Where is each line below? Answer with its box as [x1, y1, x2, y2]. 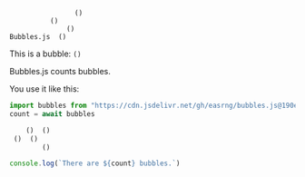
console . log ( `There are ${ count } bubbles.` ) [9, 159, 181, 168]
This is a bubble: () [9, 48, 82, 59]
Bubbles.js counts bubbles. [9, 66, 111, 76]
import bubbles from [9, 101, 88, 110]
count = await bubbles [9, 109, 95, 118]
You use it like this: [9, 84, 80, 94]
